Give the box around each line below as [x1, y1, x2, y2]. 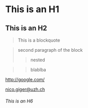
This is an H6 [5, 98, 33, 104]
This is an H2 [5, 24, 47, 32]
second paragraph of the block [17, 47, 83, 53]
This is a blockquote [17, 37, 60, 43]
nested [30, 57, 45, 63]
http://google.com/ [5, 77, 45, 82]
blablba [30, 67, 46, 73]
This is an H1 [5, 4, 60, 15]
